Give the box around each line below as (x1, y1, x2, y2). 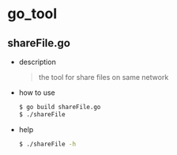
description (18, 57, 56, 66)
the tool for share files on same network (38, 73, 169, 81)
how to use (18, 88, 56, 97)
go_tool (7, 5, 58, 23)
